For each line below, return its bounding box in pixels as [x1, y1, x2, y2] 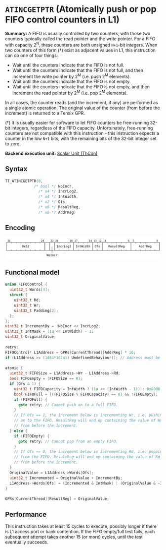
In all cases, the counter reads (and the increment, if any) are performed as [5, 99, 158, 105]
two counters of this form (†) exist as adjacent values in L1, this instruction [5, 47, 156, 53]
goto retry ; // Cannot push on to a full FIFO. [18, 402, 119, 407]
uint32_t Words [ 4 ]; [9, 287, 50, 292]
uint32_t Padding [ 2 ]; [14, 308, 58, 313]
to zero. [5, 140, 21, 147]
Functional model [5, 268, 60, 276]
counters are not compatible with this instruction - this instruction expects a [5, 130, 160, 136]
